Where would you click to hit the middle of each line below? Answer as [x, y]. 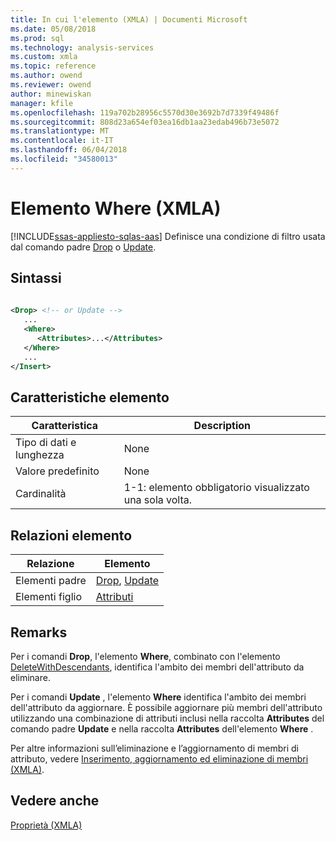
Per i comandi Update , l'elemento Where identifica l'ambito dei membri [158, 697]
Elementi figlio [48, 597]
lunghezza [40, 455]
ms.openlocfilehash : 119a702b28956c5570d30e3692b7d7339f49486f [145, 112]
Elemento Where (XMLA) [116, 208]
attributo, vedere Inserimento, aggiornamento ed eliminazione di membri [159, 758]
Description [222, 426]
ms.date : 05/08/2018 [53, 29]
